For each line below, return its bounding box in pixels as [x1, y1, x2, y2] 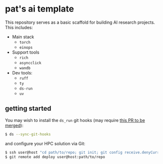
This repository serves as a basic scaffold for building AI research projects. [5, 19, 155, 25]
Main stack [12, 34, 34, 40]
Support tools [12, 49, 40, 55]
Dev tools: [12, 70, 33, 75]
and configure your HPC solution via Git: [5, 140, 86, 146]
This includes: [5, 24, 33, 30]
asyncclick [19, 60, 42, 65]
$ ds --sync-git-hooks [5, 132, 51, 136]
